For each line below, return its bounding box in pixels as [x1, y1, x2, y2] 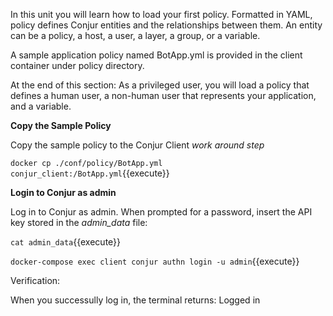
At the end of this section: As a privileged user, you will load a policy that [10, 79, 310, 91]
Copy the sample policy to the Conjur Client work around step [10, 139, 265, 151]
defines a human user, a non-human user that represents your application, [10, 90, 317, 101]
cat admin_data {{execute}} [10, 236, 122, 248]
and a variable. [10, 100, 72, 112]
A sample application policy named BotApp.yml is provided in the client [10, 49, 303, 61]
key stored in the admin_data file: [10, 217, 148, 228]
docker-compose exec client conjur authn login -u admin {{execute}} [10, 255, 300, 267]
